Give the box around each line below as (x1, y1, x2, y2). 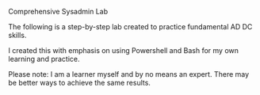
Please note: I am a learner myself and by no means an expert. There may (8, 70, 250, 78)
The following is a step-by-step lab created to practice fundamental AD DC (8, 22, 253, 31)
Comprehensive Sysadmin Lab (8, 7, 109, 16)
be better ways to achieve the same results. (8, 78, 151, 87)
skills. (8, 31, 27, 40)
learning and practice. (8, 55, 81, 63)
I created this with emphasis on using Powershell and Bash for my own (8, 46, 239, 55)
